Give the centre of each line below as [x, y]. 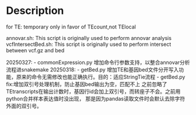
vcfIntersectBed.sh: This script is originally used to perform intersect [89, 44]
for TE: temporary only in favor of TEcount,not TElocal [71, 27]
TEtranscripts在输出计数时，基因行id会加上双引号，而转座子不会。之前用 [93, 91]
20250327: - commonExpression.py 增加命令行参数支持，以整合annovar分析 [98, 62]
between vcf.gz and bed [35, 50]
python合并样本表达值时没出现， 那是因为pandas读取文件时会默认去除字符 [96, 98]
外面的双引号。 [24, 106]
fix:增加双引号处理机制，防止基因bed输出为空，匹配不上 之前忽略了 [87, 84]
